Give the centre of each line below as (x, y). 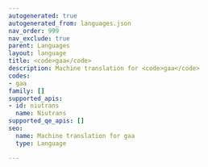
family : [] (27, 91)
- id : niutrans (34, 106)
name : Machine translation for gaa (75, 136)
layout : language (37, 53)
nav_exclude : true (39, 38)
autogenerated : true (43, 16)
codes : (19, 76)
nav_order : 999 (34, 31)
